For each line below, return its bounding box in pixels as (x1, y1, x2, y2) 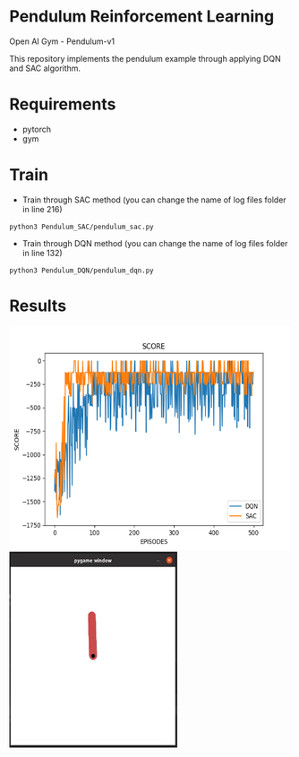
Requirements (9, 94, 116, 115)
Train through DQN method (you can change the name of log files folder (21, 237, 288, 248)
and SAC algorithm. (9, 63, 81, 73)
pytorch (21, 124, 52, 134)
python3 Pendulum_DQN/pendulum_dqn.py (9, 266, 154, 275)
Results (9, 296, 67, 315)
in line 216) (21, 203, 63, 214)
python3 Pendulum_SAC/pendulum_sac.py (9, 222, 154, 231)
